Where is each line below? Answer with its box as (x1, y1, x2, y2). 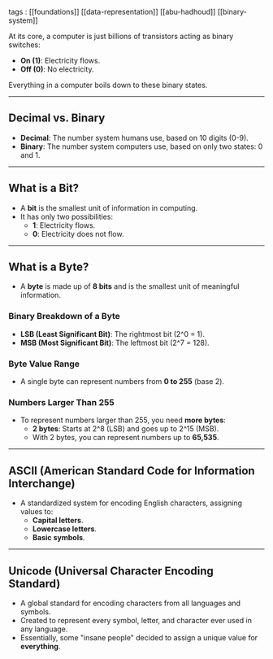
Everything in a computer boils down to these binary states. (8, 81, 208, 89)
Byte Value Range (8, 358, 80, 369)
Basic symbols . (32, 533, 85, 543)
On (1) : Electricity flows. (19, 56, 101, 65)
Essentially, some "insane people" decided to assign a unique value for (19, 632, 258, 642)
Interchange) (8, 476, 76, 491)
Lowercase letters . (32, 524, 97, 534)
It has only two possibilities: (19, 212, 114, 221)
